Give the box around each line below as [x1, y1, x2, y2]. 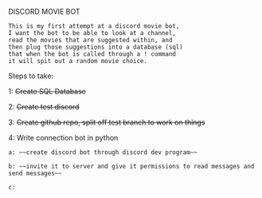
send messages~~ [8, 169, 62, 177]
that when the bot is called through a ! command [8, 50, 177, 58]
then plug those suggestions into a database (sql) [8, 43, 183, 51]
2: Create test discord [8, 102, 80, 111]
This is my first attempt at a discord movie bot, [8, 22, 180, 30]
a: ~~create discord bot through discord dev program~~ [8, 148, 197, 156]
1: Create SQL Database [8, 87, 86, 96]
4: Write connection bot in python [8, 133, 119, 142]
